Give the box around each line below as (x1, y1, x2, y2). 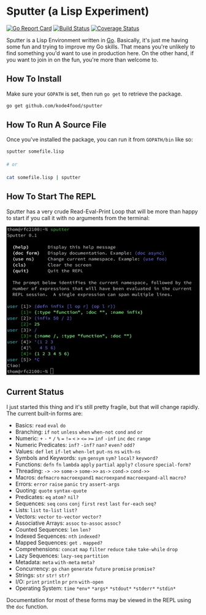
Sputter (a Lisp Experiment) (6, 4, 150, 18)
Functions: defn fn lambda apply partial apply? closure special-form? (15, 460, 191, 468)
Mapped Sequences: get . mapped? (15, 538, 103, 546)
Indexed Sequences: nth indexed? (15, 532, 101, 540)
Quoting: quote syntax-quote (15, 486, 87, 494)
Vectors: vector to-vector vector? (15, 513, 102, 520)
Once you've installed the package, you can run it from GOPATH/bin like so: (6, 136, 193, 143)
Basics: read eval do (15, 421, 66, 429)
